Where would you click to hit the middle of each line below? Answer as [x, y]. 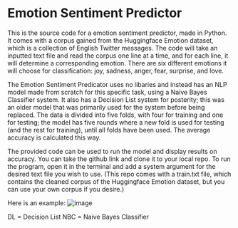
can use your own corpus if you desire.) [66, 189]
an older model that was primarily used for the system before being [106, 107]
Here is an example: [37, 203]
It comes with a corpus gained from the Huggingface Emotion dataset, [110, 40]
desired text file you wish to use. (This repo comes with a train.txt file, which [119, 174]
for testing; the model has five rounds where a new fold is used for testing [116, 122]
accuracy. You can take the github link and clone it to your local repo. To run [119, 159]
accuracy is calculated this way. [54, 138]
